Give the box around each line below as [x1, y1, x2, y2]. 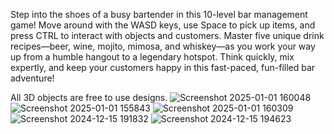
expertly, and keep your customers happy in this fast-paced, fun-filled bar [10, 62, 316, 73]
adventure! [10, 72, 55, 84]
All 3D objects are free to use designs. [10, 92, 168, 103]
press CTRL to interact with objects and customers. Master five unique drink [10, 30, 325, 41]
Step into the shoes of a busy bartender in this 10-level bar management [10, 9, 308, 20]
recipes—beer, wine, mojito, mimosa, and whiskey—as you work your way [10, 40, 316, 52]
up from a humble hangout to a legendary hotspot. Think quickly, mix [10, 51, 295, 63]
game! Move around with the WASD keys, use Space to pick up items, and [10, 19, 316, 31]
